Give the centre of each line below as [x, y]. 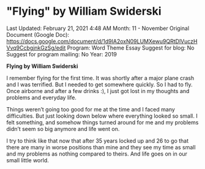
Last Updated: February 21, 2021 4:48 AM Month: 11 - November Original [98, 28]
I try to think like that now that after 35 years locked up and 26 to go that [98, 141]
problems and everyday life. [41, 97]
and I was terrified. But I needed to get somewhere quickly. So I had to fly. [99, 85]
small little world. [28, 160]
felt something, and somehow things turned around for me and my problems [102, 122]
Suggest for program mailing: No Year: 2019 [62, 54]
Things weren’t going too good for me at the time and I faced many [91, 109]
